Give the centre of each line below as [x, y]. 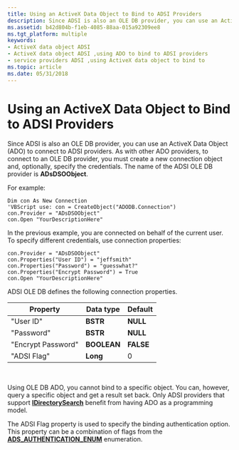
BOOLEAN [103, 344]
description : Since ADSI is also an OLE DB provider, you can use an [113, 21]
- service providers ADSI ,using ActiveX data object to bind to [106, 61]
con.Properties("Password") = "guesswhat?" [73, 266]
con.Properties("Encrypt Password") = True [73, 272]
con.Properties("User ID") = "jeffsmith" [70, 260]
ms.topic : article [34, 67]
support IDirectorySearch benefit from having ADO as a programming [110, 403]
